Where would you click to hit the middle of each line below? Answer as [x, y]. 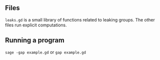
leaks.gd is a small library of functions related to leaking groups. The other [80, 20]
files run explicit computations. [36, 25]
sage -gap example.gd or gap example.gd [46, 52]
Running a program [35, 40]
